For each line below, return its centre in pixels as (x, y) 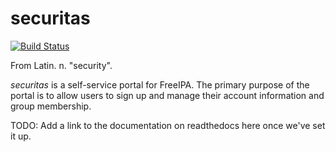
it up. (21, 136)
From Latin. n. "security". (61, 65)
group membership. (51, 106)
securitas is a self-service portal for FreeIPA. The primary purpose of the (160, 84)
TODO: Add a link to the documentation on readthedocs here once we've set (168, 125)
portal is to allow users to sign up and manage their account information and (167, 95)
